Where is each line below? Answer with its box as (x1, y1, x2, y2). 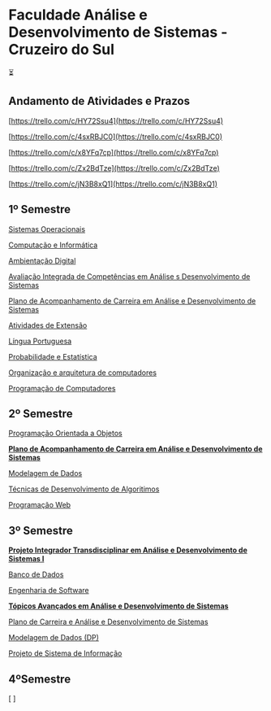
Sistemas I (8, 554, 45, 564)
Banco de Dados (8, 569, 64, 579)
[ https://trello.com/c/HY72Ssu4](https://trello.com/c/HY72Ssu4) (8, 116, 224, 125)
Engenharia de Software (8, 586, 89, 595)
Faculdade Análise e (8, 6, 148, 24)
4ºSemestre (8, 672, 71, 686)
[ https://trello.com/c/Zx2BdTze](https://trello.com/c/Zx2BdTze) (8, 163, 221, 172)
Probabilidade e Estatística (8, 351, 97, 361)
